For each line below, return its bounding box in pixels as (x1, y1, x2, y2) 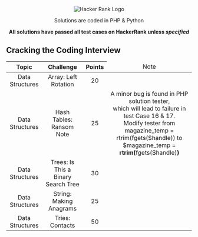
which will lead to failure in (113, 104, 186, 112)
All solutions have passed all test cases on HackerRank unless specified (8, 28, 190, 35)
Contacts (49, 221, 75, 229)
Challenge (48, 62, 78, 71)
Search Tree (45, 180, 80, 188)
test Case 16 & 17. (123, 112, 176, 120)
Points (85, 62, 104, 71)
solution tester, (128, 97, 170, 105)
